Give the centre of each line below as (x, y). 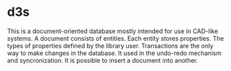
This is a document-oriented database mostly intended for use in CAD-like (113, 31)
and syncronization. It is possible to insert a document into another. (103, 60)
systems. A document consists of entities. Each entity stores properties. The (115, 38)
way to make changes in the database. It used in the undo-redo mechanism (114, 53)
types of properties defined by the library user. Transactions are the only (110, 45)
